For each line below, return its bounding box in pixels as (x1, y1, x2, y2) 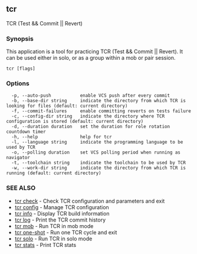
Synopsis (6, 34, 34, 43)
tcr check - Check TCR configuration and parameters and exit (14, 197, 165, 204)
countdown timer (6, 129, 46, 135)
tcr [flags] (6, 66, 35, 72)
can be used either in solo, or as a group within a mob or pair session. (6, 54, 176, 61)
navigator (6, 155, 31, 161)
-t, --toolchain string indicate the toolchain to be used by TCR (11, 160, 186, 166)
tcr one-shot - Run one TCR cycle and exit (14, 229, 117, 236)
